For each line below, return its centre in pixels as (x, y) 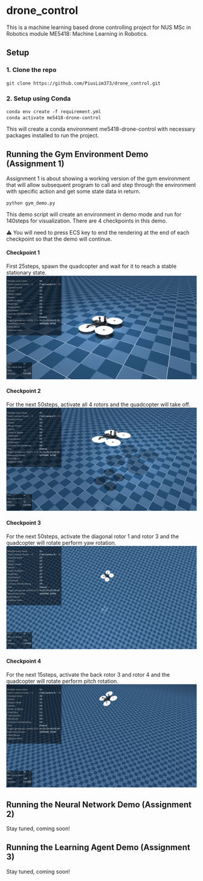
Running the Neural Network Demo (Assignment (99, 805)
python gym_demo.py (31, 203)
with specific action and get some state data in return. (73, 191)
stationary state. (27, 272)
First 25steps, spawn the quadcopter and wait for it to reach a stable (92, 266)
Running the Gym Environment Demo (77, 154)
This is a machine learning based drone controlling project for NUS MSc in (99, 27)
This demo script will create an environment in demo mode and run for (94, 214)
